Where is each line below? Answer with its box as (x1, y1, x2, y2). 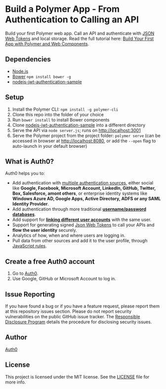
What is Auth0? (5, 157, 54, 166)
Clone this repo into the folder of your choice (12, 111, 104, 117)
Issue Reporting (5, 290, 55, 299)
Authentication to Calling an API (5, 14, 139, 25)
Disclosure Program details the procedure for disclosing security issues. (5, 319, 152, 325)
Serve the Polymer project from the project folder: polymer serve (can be (12, 132, 161, 138)
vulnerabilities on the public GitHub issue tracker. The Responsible (5, 314, 140, 319)
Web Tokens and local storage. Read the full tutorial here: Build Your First (5, 36, 154, 42)
